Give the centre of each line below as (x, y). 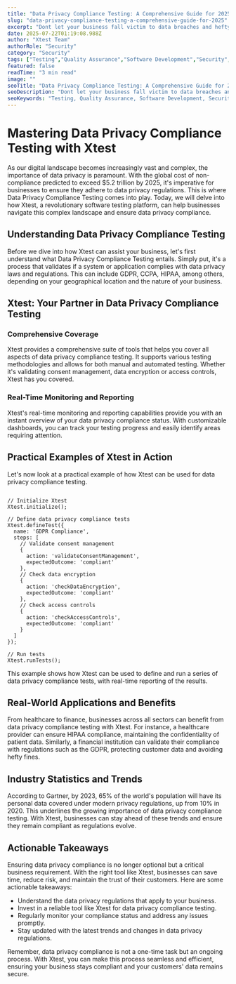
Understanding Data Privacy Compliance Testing (116, 235)
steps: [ (26, 538)
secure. (18, 973)
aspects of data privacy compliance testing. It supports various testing (109, 357)
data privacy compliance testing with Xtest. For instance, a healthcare (108, 727)
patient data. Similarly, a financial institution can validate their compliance (113, 742)
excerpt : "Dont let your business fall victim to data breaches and (110, 27)
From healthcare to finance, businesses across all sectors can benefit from (116, 719)
